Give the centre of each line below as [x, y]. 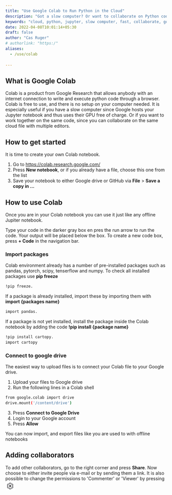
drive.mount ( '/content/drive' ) [39, 403]
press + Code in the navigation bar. [42, 241]
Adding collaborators [40, 455]
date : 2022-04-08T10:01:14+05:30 [41, 27]
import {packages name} [33, 302]
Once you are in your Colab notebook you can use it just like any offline [81, 214]
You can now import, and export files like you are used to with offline [78, 433]
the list [20, 175]
